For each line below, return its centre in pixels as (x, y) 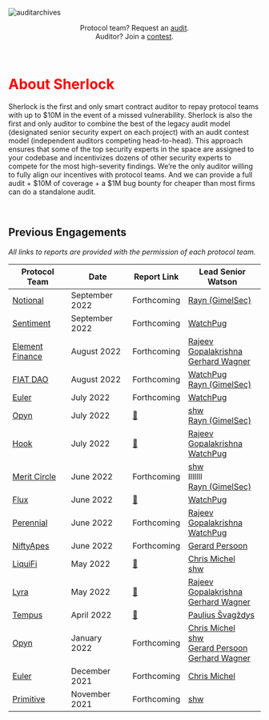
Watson (222, 281)
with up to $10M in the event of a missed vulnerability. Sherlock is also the (130, 115)
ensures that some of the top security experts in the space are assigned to (131, 149)
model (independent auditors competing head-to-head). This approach (126, 140)
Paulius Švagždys (221, 615)
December (90, 671)
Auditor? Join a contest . (134, 36)
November (90, 694)
